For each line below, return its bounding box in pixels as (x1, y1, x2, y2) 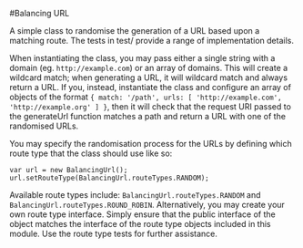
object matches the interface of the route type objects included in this (9, 219, 271, 229)
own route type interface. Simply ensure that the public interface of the (9, 209, 276, 220)
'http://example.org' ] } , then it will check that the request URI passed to (9, 101, 291, 112)
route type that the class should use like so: (9, 148, 173, 159)
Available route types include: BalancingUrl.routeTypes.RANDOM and (9, 190, 261, 200)
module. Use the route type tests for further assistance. (9, 228, 218, 239)
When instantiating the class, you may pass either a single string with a (9, 53, 276, 63)
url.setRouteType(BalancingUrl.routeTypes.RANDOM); (9, 173, 209, 182)
